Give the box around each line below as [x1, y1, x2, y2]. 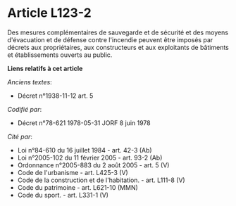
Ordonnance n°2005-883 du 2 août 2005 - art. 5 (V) [17, 160, 170, 169]
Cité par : [7, 132, 33, 141]
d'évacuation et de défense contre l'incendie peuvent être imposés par [7, 35, 213, 44]
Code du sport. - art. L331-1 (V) [17, 191, 109, 199]
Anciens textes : [7, 77, 53, 86]
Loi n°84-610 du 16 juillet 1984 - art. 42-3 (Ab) [17, 146, 153, 154]
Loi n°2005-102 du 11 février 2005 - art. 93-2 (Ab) [17, 153, 163, 162]
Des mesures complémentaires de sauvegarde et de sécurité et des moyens [7, 28, 229, 37]
